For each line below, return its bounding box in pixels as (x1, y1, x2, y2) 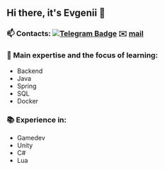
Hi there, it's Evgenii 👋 (6, 7, 106, 19)
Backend (16, 67, 43, 75)
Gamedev (16, 133, 45, 142)
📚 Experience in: (6, 115, 67, 125)
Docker (16, 96, 39, 105)
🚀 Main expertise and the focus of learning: (6, 50, 159, 60)
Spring (16, 81, 37, 90)
